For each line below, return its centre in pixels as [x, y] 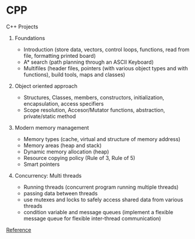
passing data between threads [61, 193]
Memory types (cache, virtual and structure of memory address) [102, 139]
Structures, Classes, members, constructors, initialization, [94, 97]
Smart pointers [42, 164]
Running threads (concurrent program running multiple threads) [101, 187]
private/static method [50, 116]
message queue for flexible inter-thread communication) [92, 218]
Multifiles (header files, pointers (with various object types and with [105, 68]
